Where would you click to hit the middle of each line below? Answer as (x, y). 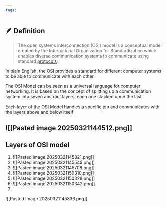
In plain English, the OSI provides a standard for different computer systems (83, 71)
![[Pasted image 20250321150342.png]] (54, 183)
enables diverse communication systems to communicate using (83, 56)
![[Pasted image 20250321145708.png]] (54, 168)
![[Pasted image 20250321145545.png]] (54, 162)
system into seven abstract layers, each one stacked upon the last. (74, 97)
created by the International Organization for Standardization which (87, 51)
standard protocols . (38, 61)
